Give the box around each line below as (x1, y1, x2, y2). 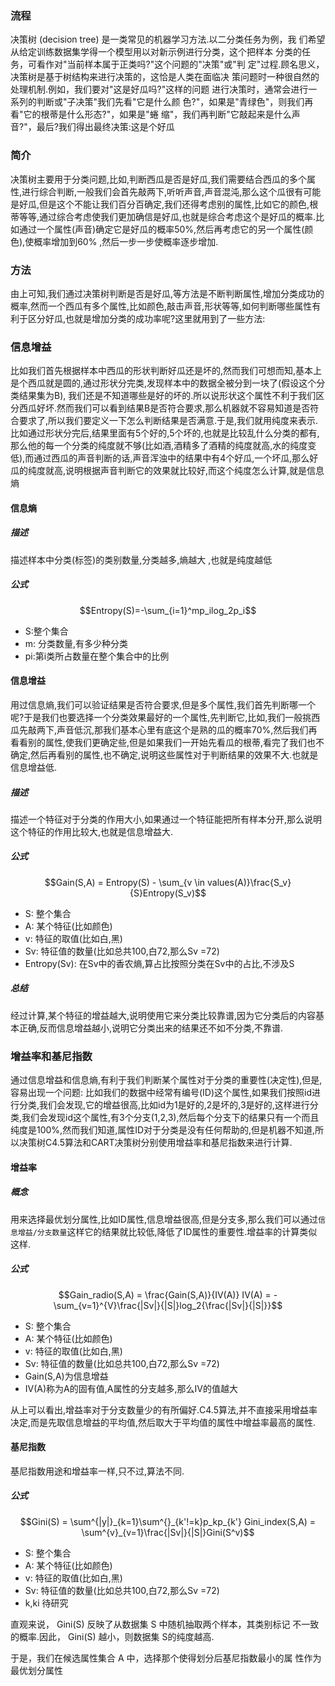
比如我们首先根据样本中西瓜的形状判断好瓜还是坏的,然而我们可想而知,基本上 (10, 365, 323, 377)
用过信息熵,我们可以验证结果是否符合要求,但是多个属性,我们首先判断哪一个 (10, 698, 317, 711)
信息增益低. (10, 761, 58, 773)
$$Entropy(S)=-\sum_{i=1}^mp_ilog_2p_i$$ (79, 604, 257, 616)
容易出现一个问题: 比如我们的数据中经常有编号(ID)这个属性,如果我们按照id (10, 1087, 313, 1099)
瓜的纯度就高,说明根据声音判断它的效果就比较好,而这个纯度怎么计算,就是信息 (10, 465, 325, 477)
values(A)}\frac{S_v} (207, 876, 292, 888)
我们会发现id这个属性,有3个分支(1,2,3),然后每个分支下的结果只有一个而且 (21, 1112, 320, 1124)
